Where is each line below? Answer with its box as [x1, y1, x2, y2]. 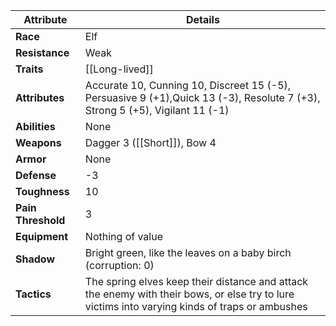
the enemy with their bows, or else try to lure [84, 287, 295, 301]
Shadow [15, 252, 56, 266]
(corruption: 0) [84, 259, 155, 272]
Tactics [15, 287, 52, 301]
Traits [15, 62, 44, 76]
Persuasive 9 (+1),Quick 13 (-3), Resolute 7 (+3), [84, 91, 321, 104]
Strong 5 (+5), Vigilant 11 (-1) [84, 104, 230, 117]
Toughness [15, 185, 70, 198]
